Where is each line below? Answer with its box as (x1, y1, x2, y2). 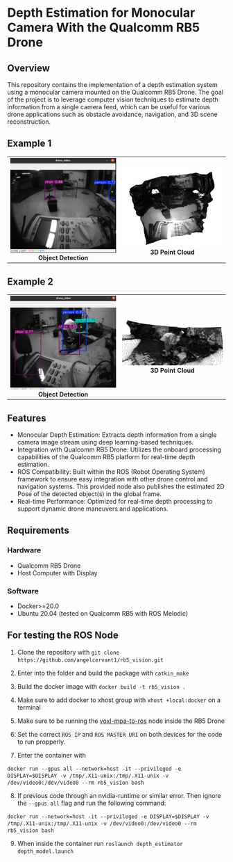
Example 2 (7, 276, 53, 287)
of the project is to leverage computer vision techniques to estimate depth (7, 95, 218, 104)
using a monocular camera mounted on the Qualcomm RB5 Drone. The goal (7, 88, 224, 96)
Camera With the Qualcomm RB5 (7, 19, 200, 35)
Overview (7, 62, 51, 74)
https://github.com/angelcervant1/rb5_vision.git (17, 656, 164, 664)
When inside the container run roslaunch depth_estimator (17, 839, 184, 847)
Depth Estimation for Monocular (7, 5, 196, 21)
